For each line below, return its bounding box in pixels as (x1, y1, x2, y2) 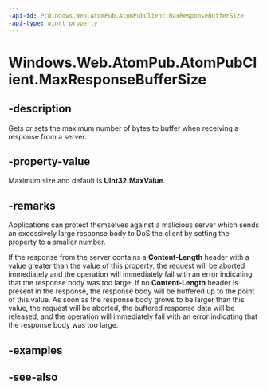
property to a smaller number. (8, 237, 106, 247)
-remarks (8, 198, 56, 212)
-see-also (8, 370, 58, 383)
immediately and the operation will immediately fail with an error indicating (8, 269, 253, 279)
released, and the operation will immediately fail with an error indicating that (8, 312, 257, 321)
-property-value (8, 155, 91, 168)
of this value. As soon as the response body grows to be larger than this (8, 295, 245, 305)
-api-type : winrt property (8, 19, 98, 27)
